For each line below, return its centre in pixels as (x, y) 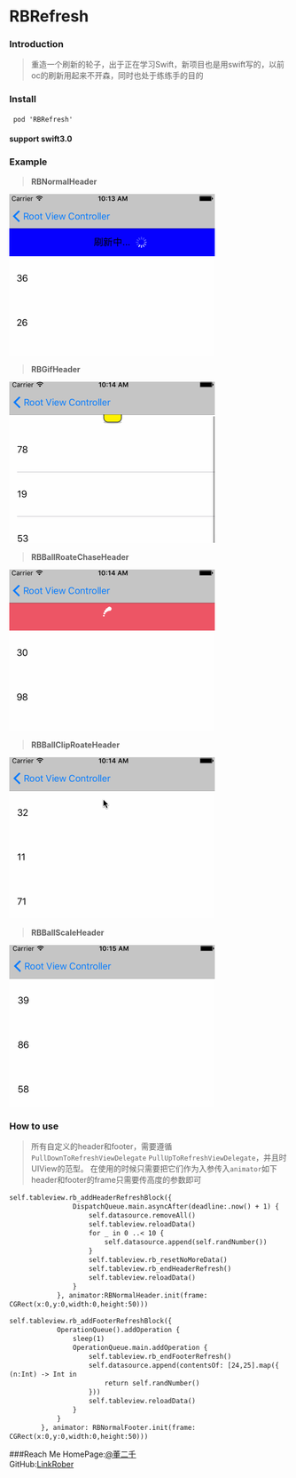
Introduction (36, 44)
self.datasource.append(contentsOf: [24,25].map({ (183, 1365)
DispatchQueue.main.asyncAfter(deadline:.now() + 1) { (175, 1206)
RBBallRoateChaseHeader (80, 556)
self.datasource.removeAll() (142, 1215)
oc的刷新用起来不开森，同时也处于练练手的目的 (117, 76)
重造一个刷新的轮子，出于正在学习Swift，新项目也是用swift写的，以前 (158, 65)
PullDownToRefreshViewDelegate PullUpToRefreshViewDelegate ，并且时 (159, 1157)
